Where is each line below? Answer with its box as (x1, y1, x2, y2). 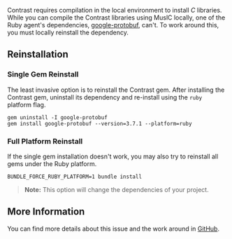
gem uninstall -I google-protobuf (7, 114, 108, 121)
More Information (7, 206, 85, 218)
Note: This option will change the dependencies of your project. (24, 185, 209, 193)
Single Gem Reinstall (7, 69, 79, 79)
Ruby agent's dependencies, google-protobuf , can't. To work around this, (7, 21, 219, 29)
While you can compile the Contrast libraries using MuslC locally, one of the (7, 13, 226, 22)
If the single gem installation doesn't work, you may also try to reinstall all (7, 152, 219, 161)
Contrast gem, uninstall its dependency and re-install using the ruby (7, 93, 203, 101)
